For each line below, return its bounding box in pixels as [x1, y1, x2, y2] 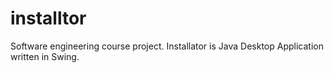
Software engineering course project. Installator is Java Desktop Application [10, 40, 324, 52]
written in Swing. [10, 50, 80, 62]
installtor [10, 7, 87, 30]
